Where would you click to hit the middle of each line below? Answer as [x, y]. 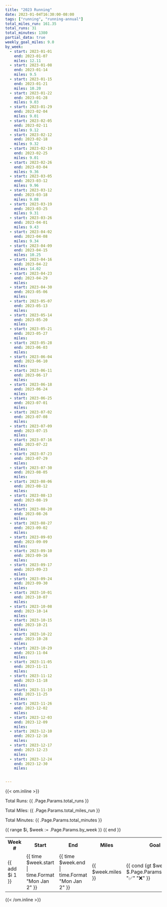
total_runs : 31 [21, 28]
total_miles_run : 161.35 [31, 24]
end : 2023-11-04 [31, 653]
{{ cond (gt [139, 866]
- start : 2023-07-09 [31, 426]
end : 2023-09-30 [31, 583]
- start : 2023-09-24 [31, 579]
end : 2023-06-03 [31, 347]
